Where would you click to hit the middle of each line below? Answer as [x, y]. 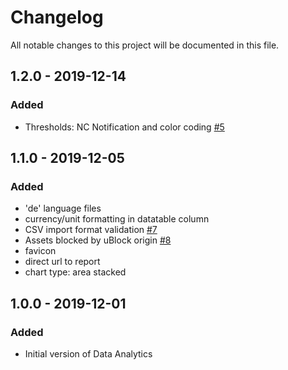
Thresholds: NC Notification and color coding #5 [124, 127]
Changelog [57, 17]
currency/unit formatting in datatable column [117, 219]
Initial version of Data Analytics [88, 354]
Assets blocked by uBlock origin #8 [98, 240]
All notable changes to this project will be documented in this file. [145, 45]
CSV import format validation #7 [91, 230]
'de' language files [63, 208]
